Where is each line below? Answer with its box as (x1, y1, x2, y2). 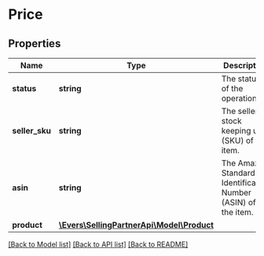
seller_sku (12, 126, 52, 136)
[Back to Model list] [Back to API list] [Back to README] (8, 240, 189, 249)
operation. (221, 93, 259, 104)
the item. (221, 207, 254, 218)
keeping (221, 126, 251, 136)
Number (221, 187, 251, 198)
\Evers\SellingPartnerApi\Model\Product (58, 220, 214, 230)
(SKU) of (221, 135, 254, 146)
